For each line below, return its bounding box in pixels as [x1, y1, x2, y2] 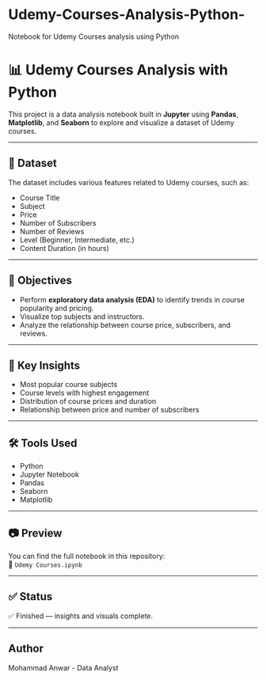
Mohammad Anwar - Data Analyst [8, 663, 119, 672]
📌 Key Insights [8, 359, 81, 372]
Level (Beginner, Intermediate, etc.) [19, 235, 135, 245]
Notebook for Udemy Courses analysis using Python [8, 32, 180, 41]
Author [8, 642, 44, 655]
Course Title [19, 192, 61, 203]
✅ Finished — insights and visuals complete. [8, 611, 154, 621]
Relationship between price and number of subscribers [19, 405, 199, 415]
